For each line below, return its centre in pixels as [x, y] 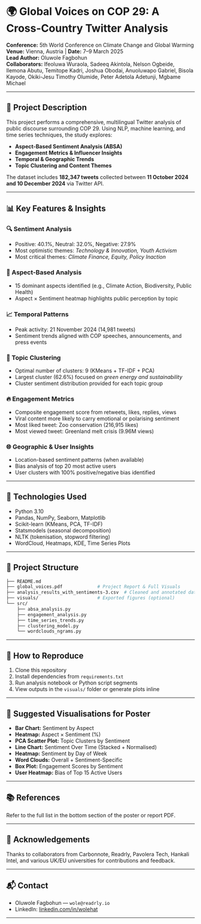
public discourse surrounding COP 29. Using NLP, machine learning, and [96, 128]
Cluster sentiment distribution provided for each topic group [89, 383]
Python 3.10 [29, 511]
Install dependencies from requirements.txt [69, 677]
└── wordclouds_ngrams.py [49, 631]
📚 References [33, 798]
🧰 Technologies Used [46, 497]
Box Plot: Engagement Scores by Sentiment [69, 766]
